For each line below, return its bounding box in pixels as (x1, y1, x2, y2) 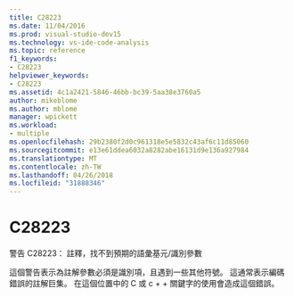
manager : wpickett (9, 112, 78, 121)
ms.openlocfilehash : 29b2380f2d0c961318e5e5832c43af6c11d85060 (9, 137, 249, 146)
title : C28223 (9, 12, 62, 22)
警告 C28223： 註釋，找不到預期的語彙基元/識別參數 (9, 248, 203, 259)
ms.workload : (9, 121, 58, 130)
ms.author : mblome (9, 104, 78, 113)
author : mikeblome (9, 95, 78, 105)
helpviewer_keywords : (9, 71, 90, 80)
